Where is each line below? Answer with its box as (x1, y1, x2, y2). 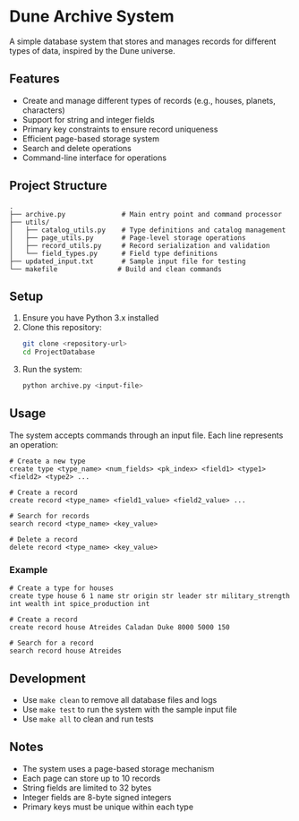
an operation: (9, 439, 59, 449)
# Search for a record (9, 638, 94, 648)
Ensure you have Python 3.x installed (21, 312, 159, 323)
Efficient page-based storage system (21, 133, 159, 144)
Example (9, 563, 48, 576)
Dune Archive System (9, 6, 175, 27)
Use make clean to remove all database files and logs (21, 694, 218, 705)
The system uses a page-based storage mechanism (21, 763, 215, 774)
